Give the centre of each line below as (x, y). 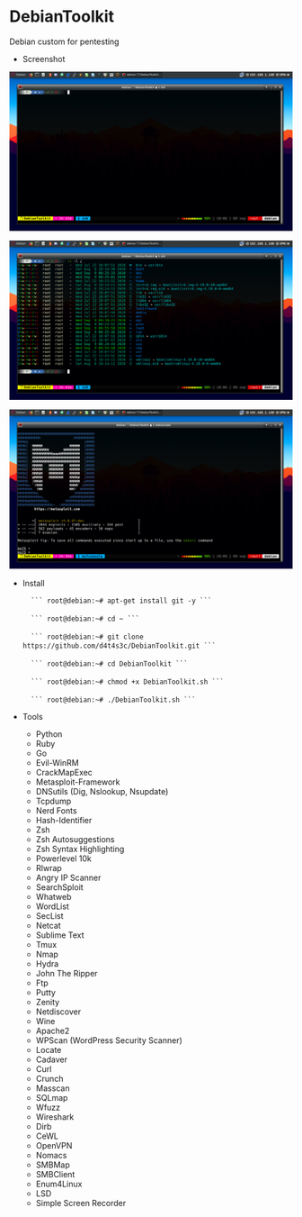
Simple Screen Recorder (81, 1203)
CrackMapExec (64, 772)
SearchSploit (59, 887)
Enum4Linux (59, 1184)
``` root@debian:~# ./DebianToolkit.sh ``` (113, 700)
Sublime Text (60, 935)
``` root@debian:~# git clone (87, 637)
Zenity (48, 1002)
